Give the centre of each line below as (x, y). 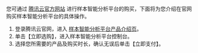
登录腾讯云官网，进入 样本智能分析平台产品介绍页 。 (78, 29)
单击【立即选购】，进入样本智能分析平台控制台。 (74, 36)
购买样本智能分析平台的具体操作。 (48, 16)
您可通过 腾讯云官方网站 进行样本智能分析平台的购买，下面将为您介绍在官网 (99, 9)
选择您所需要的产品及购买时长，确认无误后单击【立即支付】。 (89, 44)
